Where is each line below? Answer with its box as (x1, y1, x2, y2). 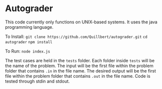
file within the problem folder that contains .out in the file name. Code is (5, 73, 151, 79)
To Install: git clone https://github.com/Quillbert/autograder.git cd (5, 34, 148, 39)
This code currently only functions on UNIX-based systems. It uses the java (5, 19, 158, 25)
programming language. (5, 24, 54, 30)
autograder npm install (5, 39, 53, 44)
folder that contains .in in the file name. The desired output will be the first (5, 68, 156, 73)
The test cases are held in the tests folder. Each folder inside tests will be (5, 57, 155, 63)
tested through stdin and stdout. (5, 78, 70, 84)
